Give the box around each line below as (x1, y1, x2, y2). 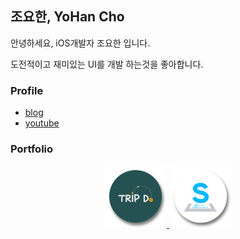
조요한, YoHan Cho (10, 8, 125, 26)
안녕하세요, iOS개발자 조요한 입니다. (10, 37, 151, 49)
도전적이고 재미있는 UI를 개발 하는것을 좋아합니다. (10, 58, 204, 70)
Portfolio (10, 142, 54, 156)
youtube (24, 117, 60, 129)
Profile (10, 83, 44, 97)
